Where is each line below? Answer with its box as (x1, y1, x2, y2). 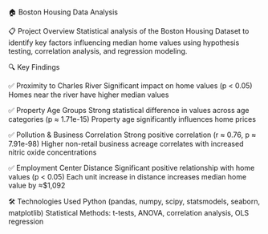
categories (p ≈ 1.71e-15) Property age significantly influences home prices (8, 115, 257, 123)
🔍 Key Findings (8, 63, 60, 71)
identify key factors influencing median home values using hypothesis (8, 38, 240, 47)
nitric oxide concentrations (8, 147, 97, 157)
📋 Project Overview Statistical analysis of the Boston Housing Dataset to (8, 26, 250, 35)
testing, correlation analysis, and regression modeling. (8, 46, 188, 55)
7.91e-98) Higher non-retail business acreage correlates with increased (8, 139, 244, 148)
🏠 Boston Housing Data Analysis (8, 7, 119, 17)
